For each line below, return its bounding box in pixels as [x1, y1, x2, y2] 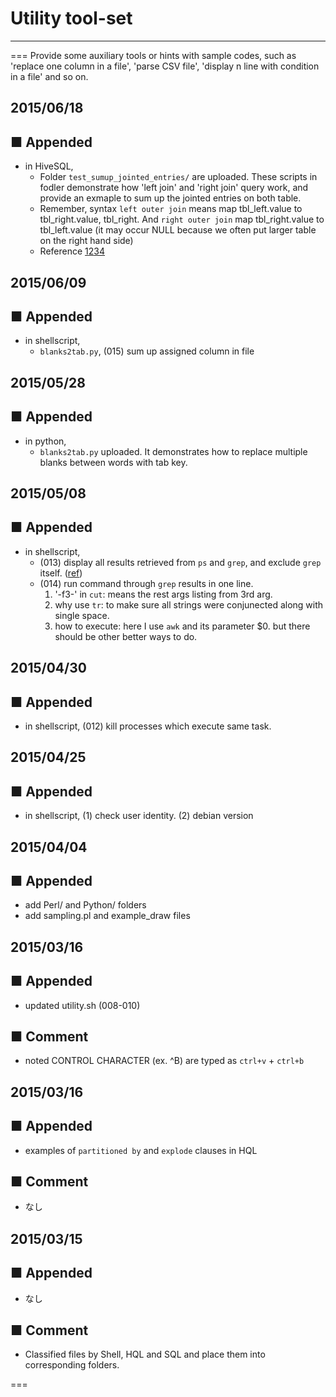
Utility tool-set [10, 7, 133, 30]
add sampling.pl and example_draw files [24, 910, 191, 922]
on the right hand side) [39, 235, 134, 247]
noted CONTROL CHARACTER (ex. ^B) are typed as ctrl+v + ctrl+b [24, 1055, 305, 1067]
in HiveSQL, [24, 160, 74, 172]
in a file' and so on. [10, 70, 89, 82]
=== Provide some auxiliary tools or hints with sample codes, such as [10, 49, 297, 61]
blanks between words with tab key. [39, 456, 188, 468]
